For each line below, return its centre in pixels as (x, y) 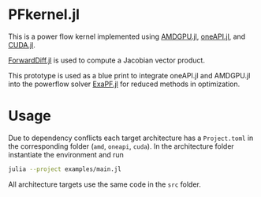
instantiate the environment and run (66, 154)
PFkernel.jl (44, 15)
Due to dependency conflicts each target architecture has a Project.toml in (131, 138)
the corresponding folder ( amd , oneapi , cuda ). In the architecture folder (121, 146)
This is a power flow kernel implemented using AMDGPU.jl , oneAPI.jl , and (127, 36)
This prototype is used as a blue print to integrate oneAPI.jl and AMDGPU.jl (129, 75)
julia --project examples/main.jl (65, 169)
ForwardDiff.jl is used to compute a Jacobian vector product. (106, 60)
